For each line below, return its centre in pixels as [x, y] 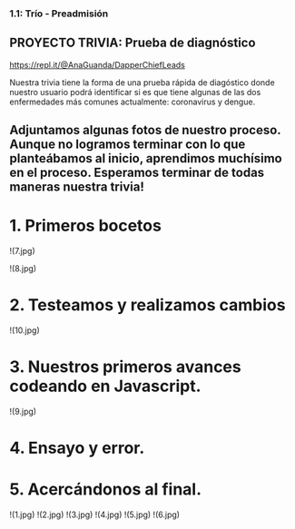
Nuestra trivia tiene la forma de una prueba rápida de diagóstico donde [142, 82]
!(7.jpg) [22, 251]
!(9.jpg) [23, 411]
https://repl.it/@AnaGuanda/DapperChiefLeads [98, 64]
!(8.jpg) [23, 269]
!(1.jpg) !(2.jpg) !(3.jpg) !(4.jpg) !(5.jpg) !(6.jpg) [94, 514]
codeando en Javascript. [105, 386]
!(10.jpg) [25, 330]
